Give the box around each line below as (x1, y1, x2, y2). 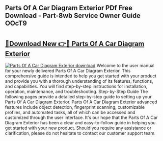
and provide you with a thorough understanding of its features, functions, (5, 78, 154, 84)
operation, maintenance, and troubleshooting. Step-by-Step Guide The (5, 89, 148, 94)
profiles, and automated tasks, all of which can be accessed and (5, 110, 136, 115)
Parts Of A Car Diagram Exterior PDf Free (5, 4, 133, 12)
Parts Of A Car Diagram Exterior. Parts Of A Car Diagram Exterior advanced (5, 99, 158, 105)
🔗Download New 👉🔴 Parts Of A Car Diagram (5, 39, 145, 48)
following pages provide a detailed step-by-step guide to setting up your (5, 94, 152, 99)
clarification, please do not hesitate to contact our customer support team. (5, 130, 156, 136)
